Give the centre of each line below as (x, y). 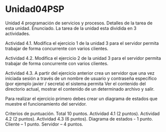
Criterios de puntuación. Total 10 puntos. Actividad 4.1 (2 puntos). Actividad (83, 114)
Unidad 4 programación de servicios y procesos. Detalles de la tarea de (79, 23)
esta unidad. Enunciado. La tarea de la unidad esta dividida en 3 (71, 28)
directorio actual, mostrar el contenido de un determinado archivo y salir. (80, 89)
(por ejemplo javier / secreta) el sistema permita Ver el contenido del (76, 84)
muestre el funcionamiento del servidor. (46, 104)
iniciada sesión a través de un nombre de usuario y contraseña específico (81, 78)
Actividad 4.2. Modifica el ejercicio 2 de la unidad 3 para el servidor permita (83, 58)
